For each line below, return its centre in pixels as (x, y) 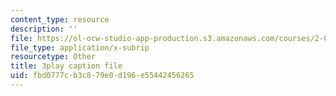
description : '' (44, 29)
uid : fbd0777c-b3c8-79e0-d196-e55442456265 (102, 76)
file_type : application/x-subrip (80, 47)
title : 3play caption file (66, 66)
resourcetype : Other (53, 57)
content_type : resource (60, 19)
